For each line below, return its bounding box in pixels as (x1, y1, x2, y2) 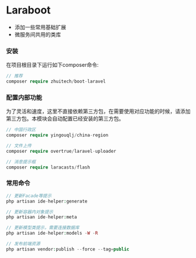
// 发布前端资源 (6, 241, 40, 247)
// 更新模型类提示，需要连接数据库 (6, 225, 80, 231)
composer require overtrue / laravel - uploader (6, 148, 116, 154)
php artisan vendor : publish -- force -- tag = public (6, 246, 130, 252)
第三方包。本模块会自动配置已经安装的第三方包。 (6, 115, 124, 122)
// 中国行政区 (6, 127, 36, 133)
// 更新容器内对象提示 (6, 209, 54, 215)
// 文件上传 (6, 143, 32, 149)
